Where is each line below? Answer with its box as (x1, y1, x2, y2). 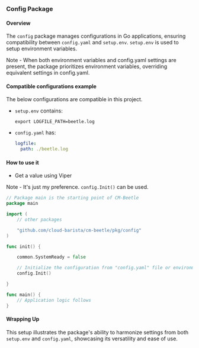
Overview (6, 20, 31, 27)
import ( (6, 211, 28, 217)
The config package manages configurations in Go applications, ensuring (6, 33, 186, 40)
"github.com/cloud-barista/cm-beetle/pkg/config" (17, 227, 142, 233)
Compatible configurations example (6, 82, 97, 90)
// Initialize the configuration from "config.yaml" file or (17, 265, 171, 271)
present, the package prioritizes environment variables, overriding (6, 63, 168, 70)
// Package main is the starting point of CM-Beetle (6, 195, 139, 201)
